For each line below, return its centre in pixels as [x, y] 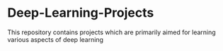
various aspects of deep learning [56, 39]
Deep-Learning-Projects [81, 13]
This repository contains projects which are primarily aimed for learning [111, 32]
